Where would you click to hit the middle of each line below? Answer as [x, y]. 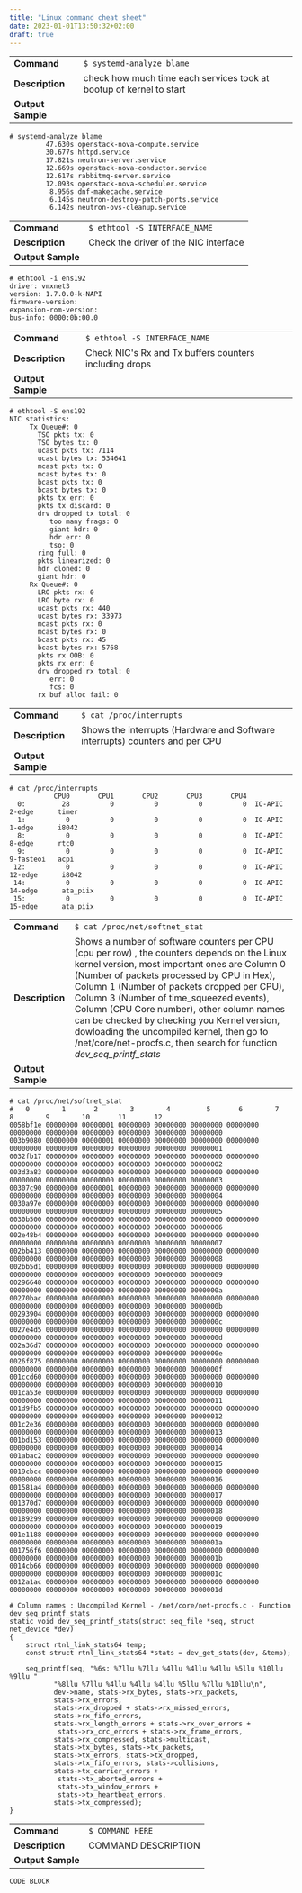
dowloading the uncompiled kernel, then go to [171, 1032]
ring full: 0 [62, 553]
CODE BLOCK [30, 1882]
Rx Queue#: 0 [53, 585]
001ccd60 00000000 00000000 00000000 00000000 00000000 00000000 [134, 1377]
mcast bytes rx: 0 [71, 632]
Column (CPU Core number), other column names [180, 1010]
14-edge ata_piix [52, 891]
